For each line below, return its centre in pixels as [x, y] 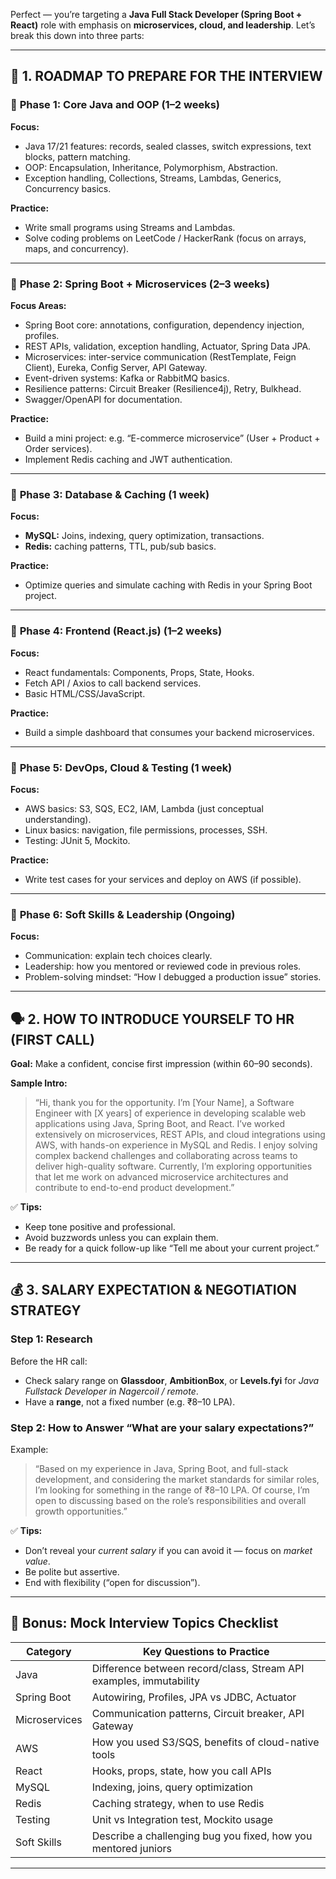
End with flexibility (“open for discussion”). [112, 1582]
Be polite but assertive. [72, 1571]
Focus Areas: [38, 305]
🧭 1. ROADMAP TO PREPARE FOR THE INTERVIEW [166, 76]
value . [37, 1561]
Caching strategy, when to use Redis [178, 1803]
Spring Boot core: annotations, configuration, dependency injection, [164, 325]
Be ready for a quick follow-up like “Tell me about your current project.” [172, 1248]
